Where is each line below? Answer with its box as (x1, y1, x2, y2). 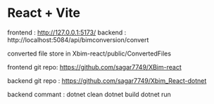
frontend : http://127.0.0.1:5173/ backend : (7, 28, 127, 37)
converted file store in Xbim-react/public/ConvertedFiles (7, 49, 171, 58)
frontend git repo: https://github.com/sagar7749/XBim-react (7, 63, 182, 71)
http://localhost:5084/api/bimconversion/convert (7, 35, 149, 44)
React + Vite (7, 5, 81, 21)
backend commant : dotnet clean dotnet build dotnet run (7, 90, 171, 98)
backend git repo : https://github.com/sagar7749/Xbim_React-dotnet (7, 76, 207, 85)
